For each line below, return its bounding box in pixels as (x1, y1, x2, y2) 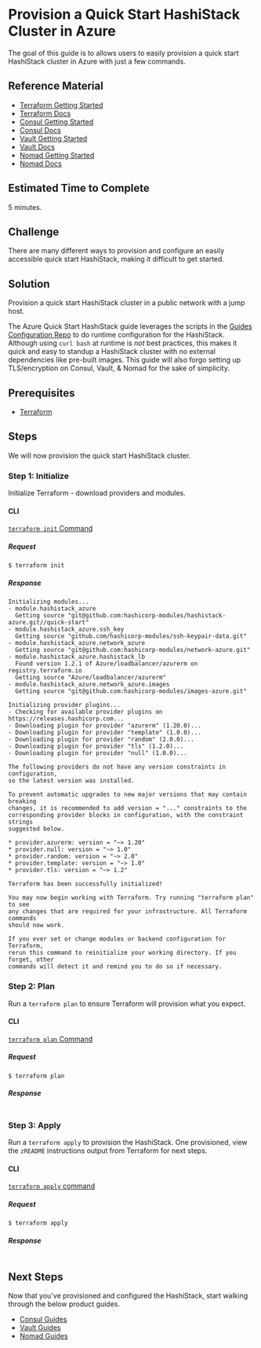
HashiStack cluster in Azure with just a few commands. (8, 57, 186, 66)
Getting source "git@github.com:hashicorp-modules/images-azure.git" (15, 687, 247, 695)
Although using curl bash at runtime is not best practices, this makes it (8, 338, 237, 348)
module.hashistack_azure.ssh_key (15, 625, 125, 634)
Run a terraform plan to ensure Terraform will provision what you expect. (8, 999, 246, 1008)
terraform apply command (8, 1181, 96, 1191)
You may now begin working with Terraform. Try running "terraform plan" (8, 894, 255, 902)
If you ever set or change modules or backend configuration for (8, 935, 226, 943)
